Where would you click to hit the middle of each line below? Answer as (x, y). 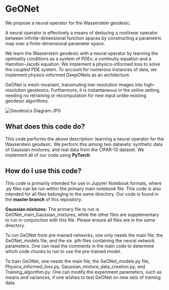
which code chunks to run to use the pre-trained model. (63, 251)
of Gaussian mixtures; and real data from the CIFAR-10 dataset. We (75, 150)
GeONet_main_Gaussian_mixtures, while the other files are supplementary (82, 214)
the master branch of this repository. (44, 199)
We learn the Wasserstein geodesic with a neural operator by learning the (82, 53)
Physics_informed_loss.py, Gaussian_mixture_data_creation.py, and (75, 266)
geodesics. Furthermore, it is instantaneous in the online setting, (94, 90)
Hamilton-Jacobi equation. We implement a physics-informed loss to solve (83, 64)
